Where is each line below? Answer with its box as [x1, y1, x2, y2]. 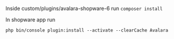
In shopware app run [5, 16, 56, 23]
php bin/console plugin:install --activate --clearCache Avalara [5, 27, 168, 33]
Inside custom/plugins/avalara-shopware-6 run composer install [5, 5, 163, 12]
